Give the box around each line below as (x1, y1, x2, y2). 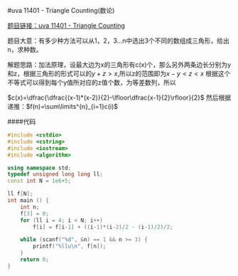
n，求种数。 (7, 46, 43, 53)
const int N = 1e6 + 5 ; (7, 177, 72, 185)
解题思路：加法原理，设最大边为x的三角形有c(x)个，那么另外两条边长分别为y (7, 60, 232, 69)
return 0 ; (20, 256, 50, 263)
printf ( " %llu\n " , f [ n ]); (33, 243, 107, 250)
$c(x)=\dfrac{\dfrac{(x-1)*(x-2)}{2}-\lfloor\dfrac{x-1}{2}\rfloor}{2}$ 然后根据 (7, 93, 232, 102)
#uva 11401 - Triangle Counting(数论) (7, 6, 115, 14)
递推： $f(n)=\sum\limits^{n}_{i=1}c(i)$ (7, 102, 119, 110)
